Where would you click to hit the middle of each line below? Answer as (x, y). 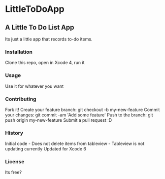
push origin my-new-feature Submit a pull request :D (59, 120)
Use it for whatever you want (34, 86)
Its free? (14, 172)
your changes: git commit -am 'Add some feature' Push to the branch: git (79, 115)
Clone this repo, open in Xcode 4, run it (45, 63)
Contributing (21, 99)
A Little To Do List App (40, 27)
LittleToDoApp (35, 9)
